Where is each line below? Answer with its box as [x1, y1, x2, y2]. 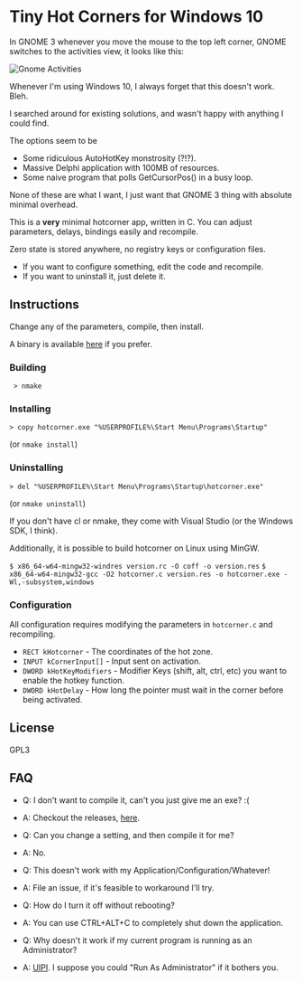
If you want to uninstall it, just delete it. [22, 270, 166, 281]
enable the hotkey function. [22, 675, 124, 685]
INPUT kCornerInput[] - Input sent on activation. [22, 656, 201, 666]
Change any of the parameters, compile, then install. [9, 321, 205, 332]
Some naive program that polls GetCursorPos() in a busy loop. [22, 172, 254, 183]
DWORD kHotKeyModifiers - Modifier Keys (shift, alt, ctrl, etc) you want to [22, 665, 287, 675]
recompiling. [9, 628, 56, 639]
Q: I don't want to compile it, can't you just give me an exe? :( [22, 794, 250, 806]
